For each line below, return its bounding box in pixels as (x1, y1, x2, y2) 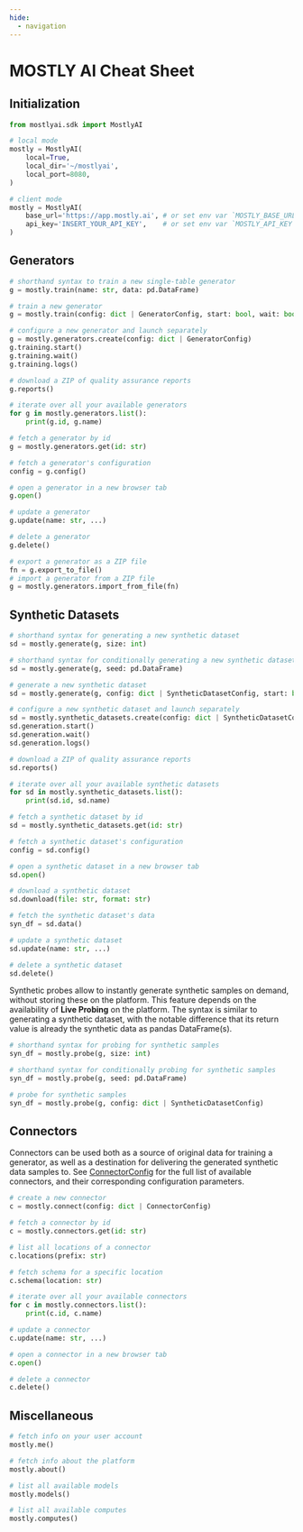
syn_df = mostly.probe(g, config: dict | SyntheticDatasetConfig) (9, 1098, 264, 1107)
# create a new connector (9, 1194, 106, 1203)
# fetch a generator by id (9, 434, 111, 443)
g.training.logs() (9, 360, 78, 369)
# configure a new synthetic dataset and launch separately (9, 705, 241, 714)
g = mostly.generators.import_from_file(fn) (9, 583, 179, 592)
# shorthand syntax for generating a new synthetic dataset (9, 631, 241, 640)
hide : (9, 13, 30, 23)
